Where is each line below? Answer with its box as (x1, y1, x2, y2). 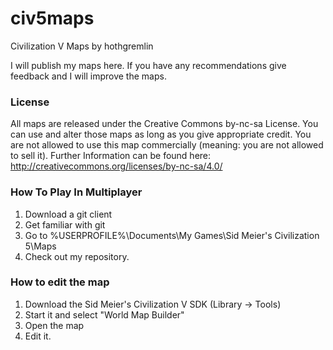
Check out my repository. (24, 250, 130, 262)
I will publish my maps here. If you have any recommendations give (10, 59, 287, 71)
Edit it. (24, 330, 52, 342)
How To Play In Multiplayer (10, 185, 143, 199)
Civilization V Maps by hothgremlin (10, 40, 154, 52)
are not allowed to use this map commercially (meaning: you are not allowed (10, 139, 324, 151)
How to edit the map (10, 275, 110, 289)
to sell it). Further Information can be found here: (10, 150, 212, 162)
